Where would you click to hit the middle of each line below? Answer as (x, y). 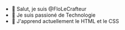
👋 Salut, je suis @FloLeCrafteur (49, 9)
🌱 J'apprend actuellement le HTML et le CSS (65, 21)
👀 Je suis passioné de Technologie (53, 15)
